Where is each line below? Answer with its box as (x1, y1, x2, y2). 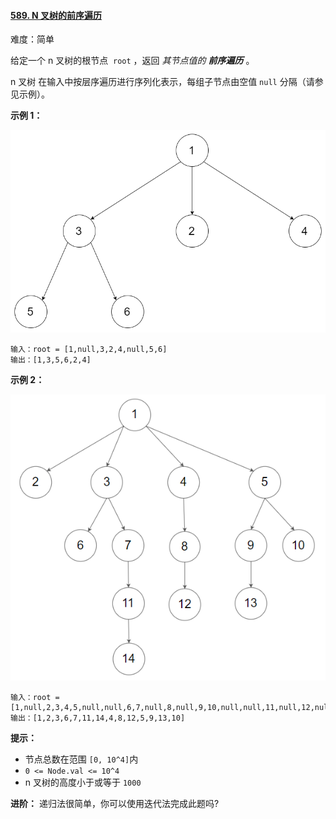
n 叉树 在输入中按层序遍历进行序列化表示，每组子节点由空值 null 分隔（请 (10, 76, 315, 88)
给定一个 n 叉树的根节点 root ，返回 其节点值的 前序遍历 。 (10, 55, 255, 67)
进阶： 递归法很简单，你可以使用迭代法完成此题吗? (10, 797, 220, 809)
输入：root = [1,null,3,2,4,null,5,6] (10, 345, 168, 355)
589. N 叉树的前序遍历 (10, 9, 103, 21)
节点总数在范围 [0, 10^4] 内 (24, 753, 139, 765)
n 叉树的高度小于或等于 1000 (24, 776, 142, 788)
